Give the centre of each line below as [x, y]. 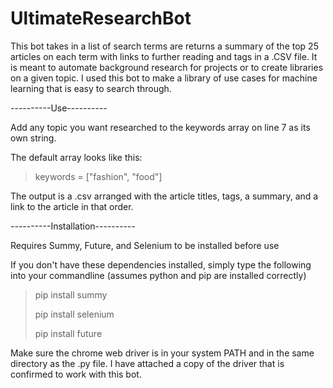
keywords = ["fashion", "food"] [98, 176]
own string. [33, 138]
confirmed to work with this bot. [76, 374]
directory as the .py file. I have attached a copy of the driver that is [147, 363]
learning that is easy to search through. [91, 88]
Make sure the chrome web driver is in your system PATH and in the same [162, 353]
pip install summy [71, 294]
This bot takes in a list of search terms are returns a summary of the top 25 [164, 46]
